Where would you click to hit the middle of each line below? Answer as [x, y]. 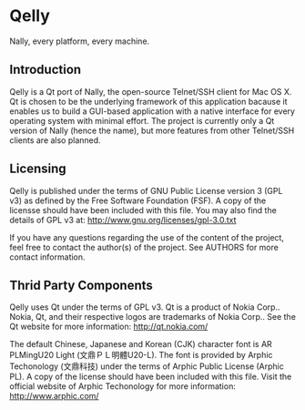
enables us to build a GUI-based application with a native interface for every [152, 111]
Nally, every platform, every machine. [80, 41]
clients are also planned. [56, 140]
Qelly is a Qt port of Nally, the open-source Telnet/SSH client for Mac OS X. [151, 91]
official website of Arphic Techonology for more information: [123, 386]
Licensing [38, 169]
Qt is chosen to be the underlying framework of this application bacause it [149, 101]
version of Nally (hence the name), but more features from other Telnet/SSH [152, 130]
